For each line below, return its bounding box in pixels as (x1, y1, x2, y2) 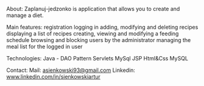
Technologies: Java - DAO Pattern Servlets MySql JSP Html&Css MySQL (6, 55, 189, 62)
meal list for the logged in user (6, 43, 83, 50)
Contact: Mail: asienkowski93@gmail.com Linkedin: (6, 66, 136, 74)
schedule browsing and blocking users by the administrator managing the (6, 37, 191, 43)
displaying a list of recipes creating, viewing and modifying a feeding (6, 30, 179, 37)
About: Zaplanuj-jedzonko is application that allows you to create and (6, 5, 180, 12)
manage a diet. (6, 12, 44, 19)
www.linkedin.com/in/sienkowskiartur (6, 73, 100, 80)
